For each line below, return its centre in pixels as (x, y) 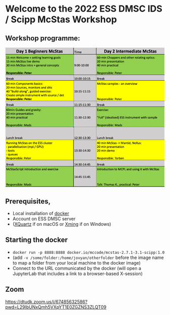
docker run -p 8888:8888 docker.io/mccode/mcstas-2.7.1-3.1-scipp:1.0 (89, 252)
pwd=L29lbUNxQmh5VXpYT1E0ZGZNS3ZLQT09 (56, 307)
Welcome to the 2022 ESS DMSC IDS (84, 9)
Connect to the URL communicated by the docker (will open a (77, 268)
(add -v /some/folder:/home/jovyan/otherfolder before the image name (88, 257)
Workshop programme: (43, 38)
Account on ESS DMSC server (44, 219)
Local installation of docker (41, 213)
